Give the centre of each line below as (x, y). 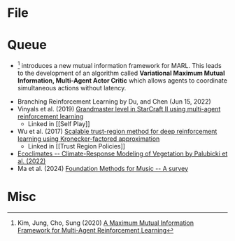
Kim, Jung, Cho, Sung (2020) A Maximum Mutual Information (106, 223)
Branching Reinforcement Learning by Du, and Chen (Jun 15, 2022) (114, 101)
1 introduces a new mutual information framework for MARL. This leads (119, 65)
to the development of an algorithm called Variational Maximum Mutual (121, 73)
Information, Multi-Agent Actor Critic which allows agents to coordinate (122, 80)
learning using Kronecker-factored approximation (88, 139)
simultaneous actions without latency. (72, 88)
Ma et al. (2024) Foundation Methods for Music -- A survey (103, 168)
